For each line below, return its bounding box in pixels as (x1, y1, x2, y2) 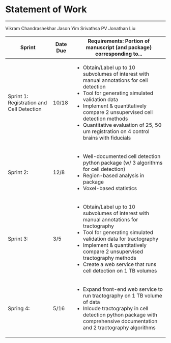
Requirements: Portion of (88, 37, 150, 44)
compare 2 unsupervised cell (83, 108, 153, 116)
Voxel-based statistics (83, 185, 137, 192)
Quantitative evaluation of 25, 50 (83, 121, 162, 128)
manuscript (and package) (85, 43, 152, 51)
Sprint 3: (8, 235, 28, 242)
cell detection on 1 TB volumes (83, 267, 157, 274)
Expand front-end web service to (83, 285, 163, 292)
